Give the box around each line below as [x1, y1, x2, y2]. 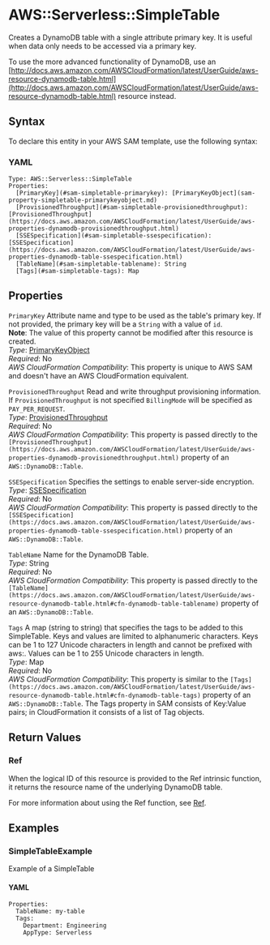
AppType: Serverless [23, 929, 92, 937]
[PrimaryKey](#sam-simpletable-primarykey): [15, 189, 169, 198]
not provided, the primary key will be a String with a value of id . [8, 319, 223, 329]
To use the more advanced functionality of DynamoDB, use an [8, 57, 216, 66]
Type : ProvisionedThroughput [8, 412, 108, 422]
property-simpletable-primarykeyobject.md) [8, 196, 158, 204]
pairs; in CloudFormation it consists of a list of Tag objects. [8, 707, 205, 716]
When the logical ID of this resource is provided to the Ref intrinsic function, [8, 773, 262, 783]
